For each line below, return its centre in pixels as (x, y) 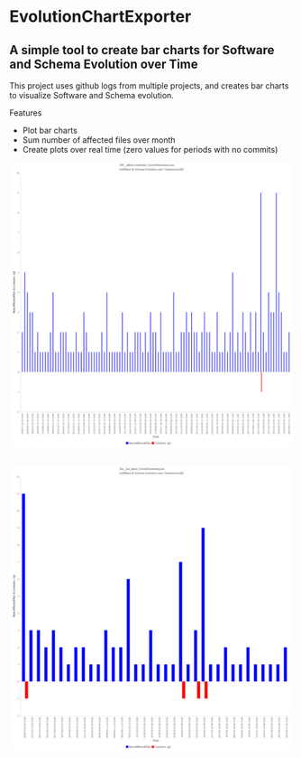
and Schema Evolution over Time (104, 64)
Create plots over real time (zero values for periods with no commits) (150, 150)
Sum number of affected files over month (99, 140)
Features (26, 113)
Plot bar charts (50, 130)
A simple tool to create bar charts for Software (142, 50)
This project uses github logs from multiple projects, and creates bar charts (149, 86)
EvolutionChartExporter (100, 17)
